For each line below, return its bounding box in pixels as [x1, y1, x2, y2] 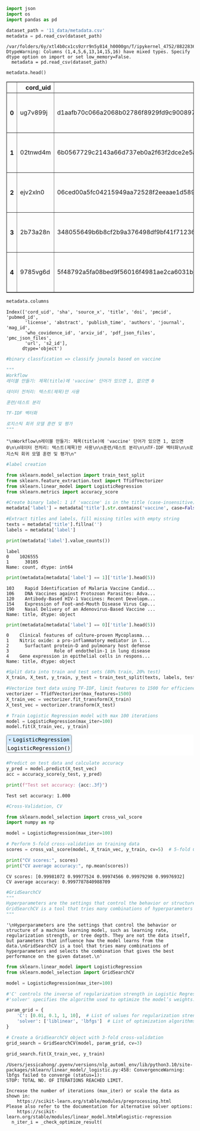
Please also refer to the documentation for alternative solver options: [6, 1103, 193, 1110]
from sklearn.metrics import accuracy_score [6, 489, 118, 495]
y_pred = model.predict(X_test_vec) [6, 766, 97, 772]
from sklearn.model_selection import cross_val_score [6, 814, 143, 820]
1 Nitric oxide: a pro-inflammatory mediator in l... [6, 638, 151, 644]
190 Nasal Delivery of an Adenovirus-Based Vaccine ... [6, 606, 156, 612]
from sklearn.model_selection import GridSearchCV [6, 969, 135, 975]
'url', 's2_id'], [24, 340, 68, 347]
